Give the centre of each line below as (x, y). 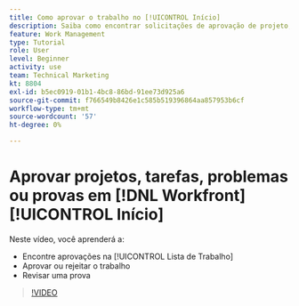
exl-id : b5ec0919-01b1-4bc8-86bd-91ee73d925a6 (97, 92)
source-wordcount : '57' (53, 117)
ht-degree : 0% (36, 125)
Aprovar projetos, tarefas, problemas (149, 177)
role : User (29, 51)
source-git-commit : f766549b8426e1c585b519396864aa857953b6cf (127, 100)
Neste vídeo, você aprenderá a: (67, 239)
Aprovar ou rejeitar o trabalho (76, 266)
